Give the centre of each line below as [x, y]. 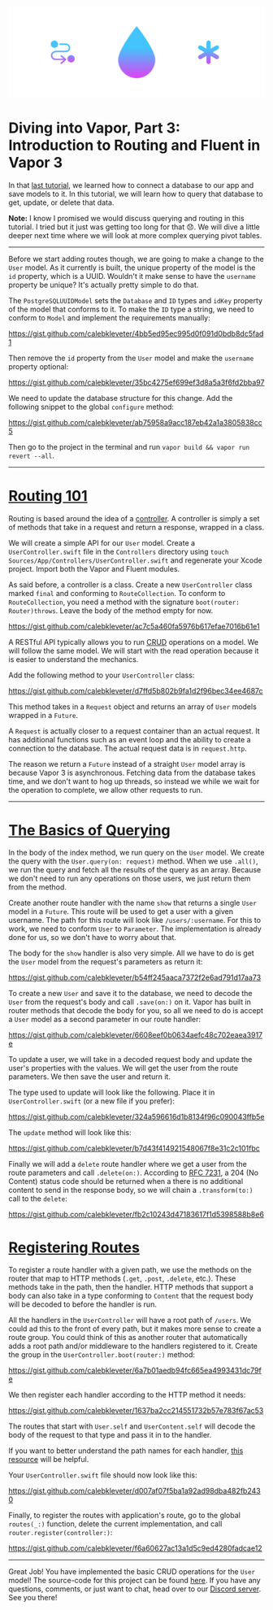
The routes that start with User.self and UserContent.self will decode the [132, 1426]
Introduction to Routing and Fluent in [134, 145]
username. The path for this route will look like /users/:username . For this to [135, 920]
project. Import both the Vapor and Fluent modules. [94, 568]
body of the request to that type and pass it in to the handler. [110, 1435]
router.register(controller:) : [61, 1533]
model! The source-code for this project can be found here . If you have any [135, 1581]
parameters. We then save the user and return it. [89, 1077]
